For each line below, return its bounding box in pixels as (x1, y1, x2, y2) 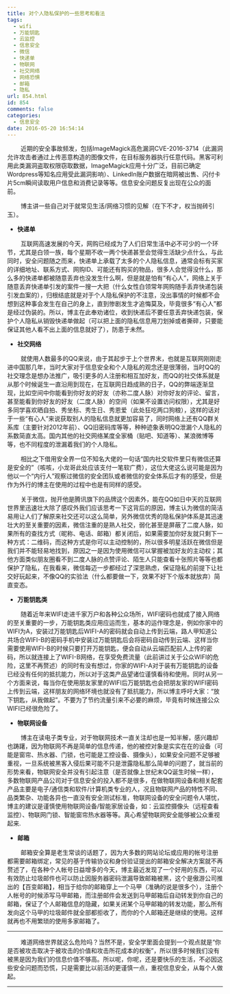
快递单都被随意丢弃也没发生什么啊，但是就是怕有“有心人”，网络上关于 (25, 274, 222, 282)
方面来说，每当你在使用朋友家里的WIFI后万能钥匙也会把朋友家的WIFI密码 (12, 678, 219, 687)
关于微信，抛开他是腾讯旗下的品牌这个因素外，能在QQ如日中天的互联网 (20, 495, 222, 504)
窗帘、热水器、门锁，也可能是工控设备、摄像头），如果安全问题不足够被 (18, 750, 220, 759)
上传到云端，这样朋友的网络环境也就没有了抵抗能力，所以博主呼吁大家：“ (7, 687, 214, 696)
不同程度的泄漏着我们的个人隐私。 (25, 440, 121, 449)
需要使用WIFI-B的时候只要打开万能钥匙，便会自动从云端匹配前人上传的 (7, 644, 207, 652)
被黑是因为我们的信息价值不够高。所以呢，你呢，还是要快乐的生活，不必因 (7, 955, 217, 964)
